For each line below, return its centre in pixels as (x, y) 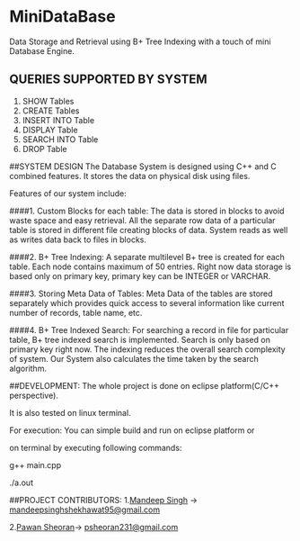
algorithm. (28, 368)
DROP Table (44, 149)
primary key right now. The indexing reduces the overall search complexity (147, 349)
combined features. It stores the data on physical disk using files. (130, 176)
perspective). (34, 395)
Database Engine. (42, 50)
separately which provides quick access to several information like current (147, 302)
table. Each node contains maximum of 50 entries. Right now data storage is (150, 266)
